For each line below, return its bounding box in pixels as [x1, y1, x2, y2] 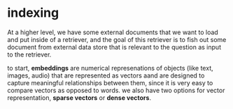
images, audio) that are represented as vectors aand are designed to [7, 71, 205, 80]
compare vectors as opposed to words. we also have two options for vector [7, 86, 225, 94]
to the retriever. [7, 50, 52, 59]
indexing [7, 5, 59, 21]
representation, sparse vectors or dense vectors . [7, 93, 152, 102]
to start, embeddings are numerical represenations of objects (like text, [7, 64, 213, 72]
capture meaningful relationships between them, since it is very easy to [7, 78, 213, 87]
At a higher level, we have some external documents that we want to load [7, 28, 218, 36]
